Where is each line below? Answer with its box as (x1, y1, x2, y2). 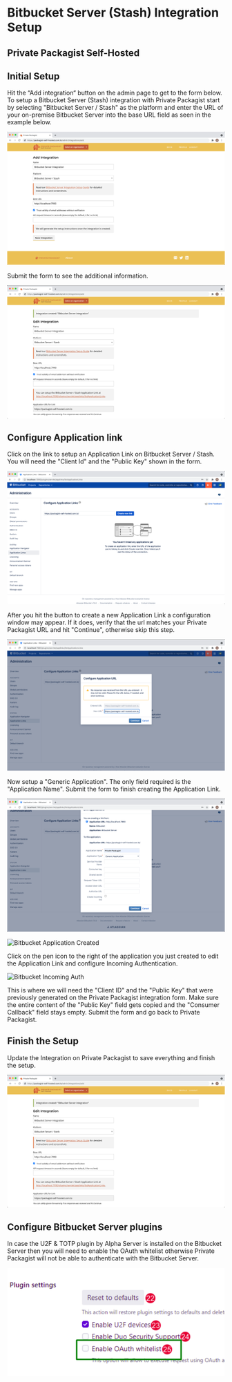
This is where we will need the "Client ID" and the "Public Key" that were (7, 986, 214, 994)
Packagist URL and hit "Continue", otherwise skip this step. (7, 626, 175, 634)
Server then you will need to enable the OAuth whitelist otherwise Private (7, 1247, 215, 1255)
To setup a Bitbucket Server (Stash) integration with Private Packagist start (7, 96, 220, 104)
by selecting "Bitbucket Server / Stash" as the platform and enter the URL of (7, 104, 224, 112)
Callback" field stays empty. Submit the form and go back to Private (7, 1008, 200, 1016)
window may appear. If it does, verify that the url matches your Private (7, 618, 207, 626)
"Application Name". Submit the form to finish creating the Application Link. (7, 785, 221, 794)
